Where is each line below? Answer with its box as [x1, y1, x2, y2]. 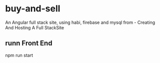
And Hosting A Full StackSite [5, 24, 64, 30]
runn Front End [5, 39, 52, 48]
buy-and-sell [5, 3, 60, 14]
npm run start [5, 52, 33, 58]
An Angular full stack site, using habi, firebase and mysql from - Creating [5, 19, 155, 25]
